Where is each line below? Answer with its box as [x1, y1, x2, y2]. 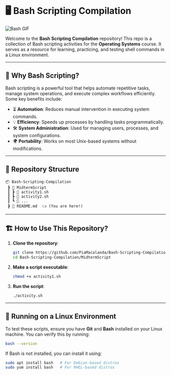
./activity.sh [12, 293, 43, 298]
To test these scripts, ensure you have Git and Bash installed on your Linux [5, 325, 163, 332]
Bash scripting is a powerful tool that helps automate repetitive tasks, [5, 85, 150, 91]
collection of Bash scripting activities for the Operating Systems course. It [5, 40, 162, 47]
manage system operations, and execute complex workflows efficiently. [5, 90, 156, 96]
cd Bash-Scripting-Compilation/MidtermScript [12, 255, 111, 260]
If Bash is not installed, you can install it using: [5, 350, 102, 357]
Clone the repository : [12, 240, 59, 247]
